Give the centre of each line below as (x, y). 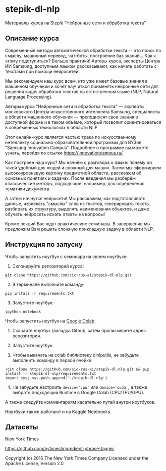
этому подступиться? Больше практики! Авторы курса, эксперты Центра (83, 61)
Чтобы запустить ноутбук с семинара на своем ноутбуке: (66, 257)
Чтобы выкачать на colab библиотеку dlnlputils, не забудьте (76, 355)
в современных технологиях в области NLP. (52, 127)
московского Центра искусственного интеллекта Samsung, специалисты (83, 111)
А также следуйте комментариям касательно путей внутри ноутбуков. (80, 402)
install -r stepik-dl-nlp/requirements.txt (51, 373)
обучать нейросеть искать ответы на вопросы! (55, 214)
